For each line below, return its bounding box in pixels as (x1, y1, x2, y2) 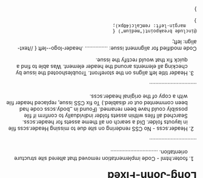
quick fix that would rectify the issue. (95, 57, 188, 64)
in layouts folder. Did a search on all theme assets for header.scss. (22, 119, 188, 127)
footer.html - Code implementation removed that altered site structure (14, 156, 188, 163)
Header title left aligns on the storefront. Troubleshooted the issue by (15, 70, 188, 77)
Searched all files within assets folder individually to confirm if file (24, 113, 188, 120)
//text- (17, 45, 34, 53)
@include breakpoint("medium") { (112, 28, 197, 35)
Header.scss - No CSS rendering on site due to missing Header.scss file (8, 125, 188, 133)
